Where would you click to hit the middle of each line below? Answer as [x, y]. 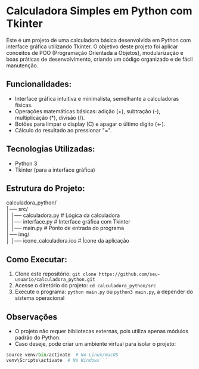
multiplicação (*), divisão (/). [50, 117]
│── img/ [18, 234]
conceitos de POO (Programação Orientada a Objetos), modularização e [95, 52]
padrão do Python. [38, 337]
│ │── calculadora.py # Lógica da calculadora [63, 215]
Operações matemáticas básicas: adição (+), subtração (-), [88, 111]
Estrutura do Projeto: [46, 188]
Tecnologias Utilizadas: [51, 149]
